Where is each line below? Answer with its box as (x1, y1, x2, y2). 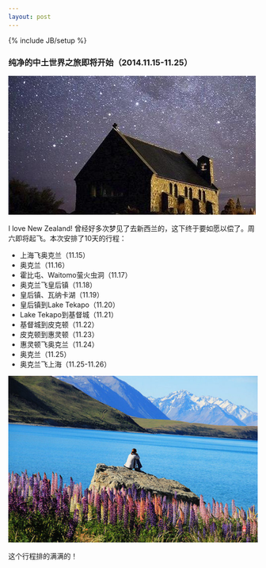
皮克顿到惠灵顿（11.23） (19, 329, 99, 339)
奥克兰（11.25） (19, 349, 71, 359)
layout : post (8, 13, 51, 21)
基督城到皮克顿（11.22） (19, 320, 99, 329)
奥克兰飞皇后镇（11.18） (19, 280, 97, 290)
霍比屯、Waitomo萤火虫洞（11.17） (19, 270, 132, 279)
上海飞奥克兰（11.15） (19, 250, 90, 259)
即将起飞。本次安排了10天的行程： (14, 233, 127, 243)
